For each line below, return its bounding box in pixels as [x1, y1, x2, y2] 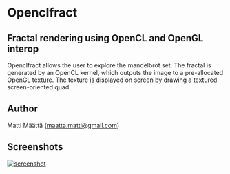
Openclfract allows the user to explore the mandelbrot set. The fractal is [7, 61, 211, 69]
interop [7, 43, 39, 54]
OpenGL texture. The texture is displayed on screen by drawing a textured [7, 76, 218, 84]
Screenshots [7, 141, 63, 153]
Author [7, 103, 38, 115]
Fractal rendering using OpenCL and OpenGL [7, 32, 204, 44]
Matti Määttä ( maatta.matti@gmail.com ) [7, 121, 120, 129]
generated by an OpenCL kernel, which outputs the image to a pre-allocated [7, 69, 224, 76]
